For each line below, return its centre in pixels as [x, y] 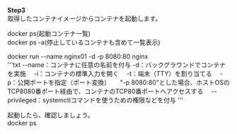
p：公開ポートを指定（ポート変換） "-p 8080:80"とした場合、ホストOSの [118, 83]
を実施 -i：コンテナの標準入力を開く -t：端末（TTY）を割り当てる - [115, 74]
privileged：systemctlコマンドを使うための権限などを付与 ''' [96, 100]
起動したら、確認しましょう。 [51, 115]
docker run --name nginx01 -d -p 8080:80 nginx [78, 56]
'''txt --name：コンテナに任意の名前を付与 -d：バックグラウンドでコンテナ [117, 65]
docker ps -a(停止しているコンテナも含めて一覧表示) [84, 42]
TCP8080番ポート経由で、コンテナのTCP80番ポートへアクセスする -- [112, 91]
